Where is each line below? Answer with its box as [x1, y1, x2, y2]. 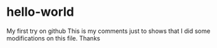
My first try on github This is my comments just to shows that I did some [6, 27, 211, 35]
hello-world [6, 4, 75, 20]
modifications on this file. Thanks [6, 34, 100, 42]
